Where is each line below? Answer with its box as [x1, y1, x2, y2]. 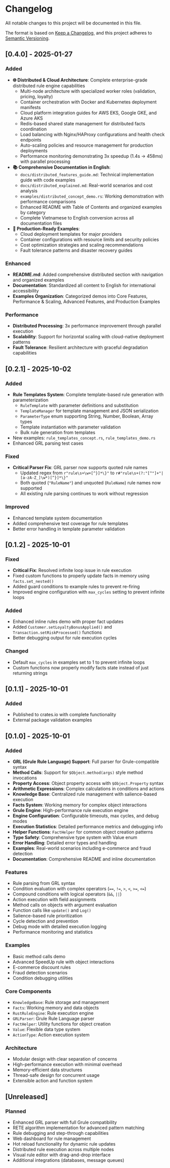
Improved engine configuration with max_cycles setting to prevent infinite [12, 589, 165, 595]
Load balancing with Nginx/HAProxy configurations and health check [20, 131, 165, 138]
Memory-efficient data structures [12, 1067, 83, 1073]
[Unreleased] [5, 1092, 48, 1101]
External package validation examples [12, 717, 92, 723]
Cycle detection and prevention [12, 918, 79, 925]
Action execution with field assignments [12, 897, 96, 903]
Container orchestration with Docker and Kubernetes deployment [20, 99, 157, 105]
